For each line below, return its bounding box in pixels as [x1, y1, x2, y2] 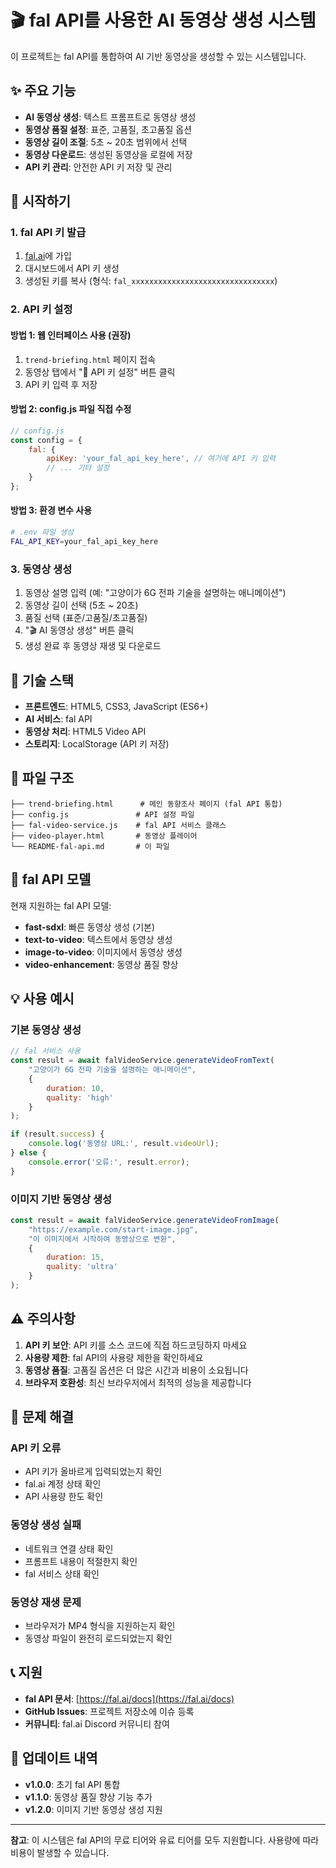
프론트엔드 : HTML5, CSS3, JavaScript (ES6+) [24, 700, 209, 712]
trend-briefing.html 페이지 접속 [24, 353, 157, 365]
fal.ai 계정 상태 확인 [24, 1478, 102, 1490]
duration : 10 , [46, 1083, 105, 1093]
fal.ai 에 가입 [24, 250, 72, 262]
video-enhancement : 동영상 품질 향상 [24, 958, 179, 970]
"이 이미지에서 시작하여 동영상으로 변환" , [28, 1234, 177, 1244]
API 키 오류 [10, 1441, 62, 1455]
